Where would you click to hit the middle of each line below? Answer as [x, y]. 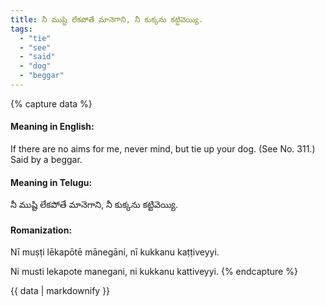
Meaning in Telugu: [51, 182]
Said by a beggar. [46, 160]
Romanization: [41, 230]
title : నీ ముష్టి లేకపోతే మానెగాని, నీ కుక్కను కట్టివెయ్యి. [107, 19]
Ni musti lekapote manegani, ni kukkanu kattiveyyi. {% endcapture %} [154, 272]
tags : [21, 29]
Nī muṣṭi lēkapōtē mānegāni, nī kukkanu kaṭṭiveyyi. [115, 252]
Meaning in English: [52, 127]
